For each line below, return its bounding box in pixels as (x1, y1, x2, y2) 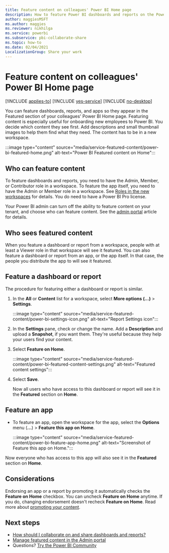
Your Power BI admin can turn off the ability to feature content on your (5, 203, 151, 209)
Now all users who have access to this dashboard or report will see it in (12, 386, 160, 392)
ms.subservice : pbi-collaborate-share (5, 36, 87, 41)
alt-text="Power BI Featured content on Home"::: (54, 150, 156, 156)
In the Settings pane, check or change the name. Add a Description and (12, 325, 163, 331)
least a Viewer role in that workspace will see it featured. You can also (5, 247, 150, 254)
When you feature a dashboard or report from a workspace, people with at (5, 242, 160, 248)
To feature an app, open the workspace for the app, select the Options (12, 419, 159, 425)
